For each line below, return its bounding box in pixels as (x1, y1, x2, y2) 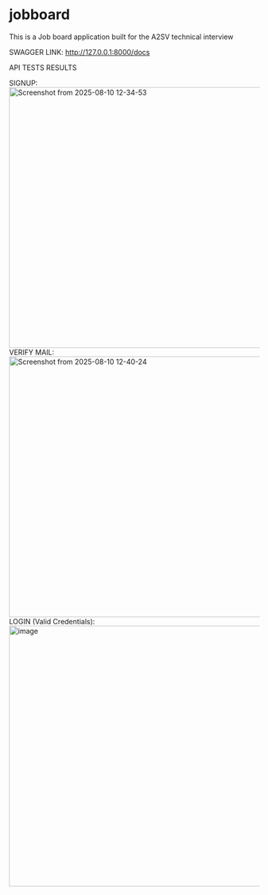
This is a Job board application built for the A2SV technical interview (9, 32, 234, 41)
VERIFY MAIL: (9, 347, 55, 357)
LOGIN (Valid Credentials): (9, 616, 95, 626)
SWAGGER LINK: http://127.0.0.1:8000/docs (9, 47, 150, 57)
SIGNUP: (9, 78, 38, 88)
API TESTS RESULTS (9, 62, 78, 72)
